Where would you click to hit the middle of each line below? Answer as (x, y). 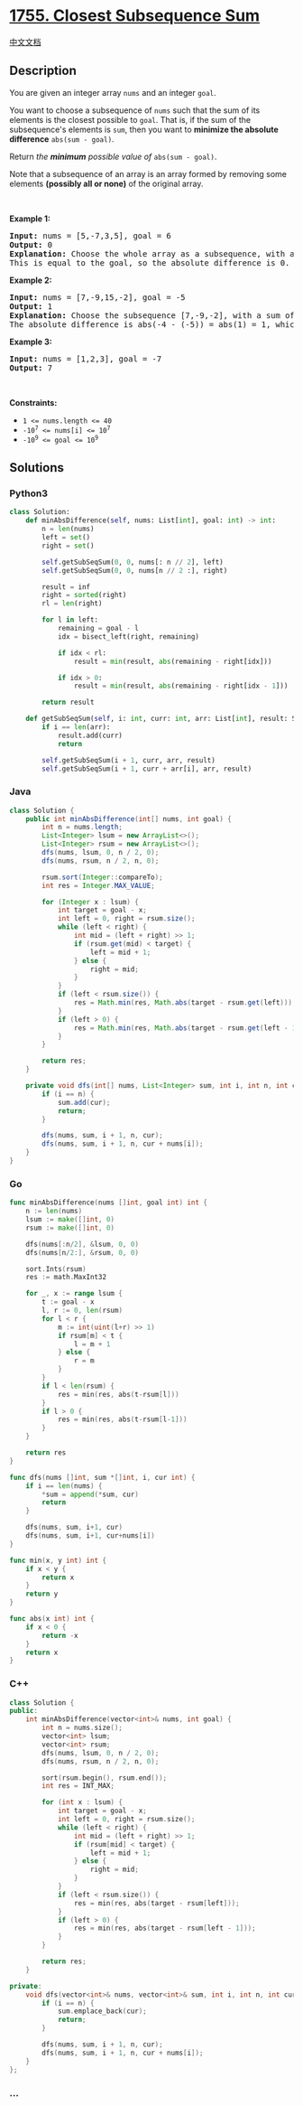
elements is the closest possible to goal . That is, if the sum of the (130, 119)
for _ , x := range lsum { (74, 1294)
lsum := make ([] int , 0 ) (70, 1220)
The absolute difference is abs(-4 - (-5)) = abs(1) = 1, (140, 324)
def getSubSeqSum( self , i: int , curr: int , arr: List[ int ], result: (157, 719)
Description (43, 71)
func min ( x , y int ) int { (58, 1560)
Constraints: (33, 402)
